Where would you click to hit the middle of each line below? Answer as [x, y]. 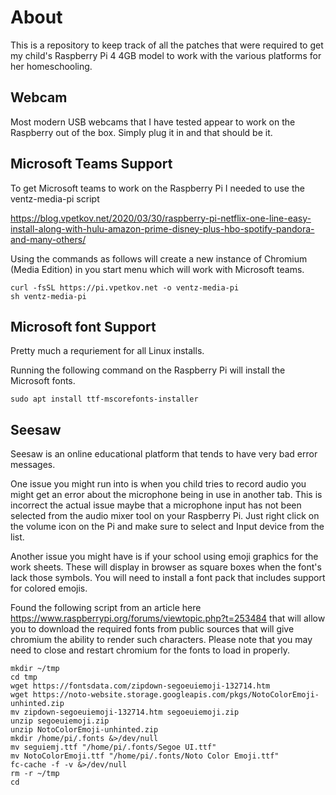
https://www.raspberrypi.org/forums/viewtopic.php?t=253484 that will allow [168, 618]
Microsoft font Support [83, 326]
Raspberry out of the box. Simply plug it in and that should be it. [141, 132]
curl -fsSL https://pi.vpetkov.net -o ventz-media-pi [125, 287]
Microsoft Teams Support [91, 164]
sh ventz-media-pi [48, 296]
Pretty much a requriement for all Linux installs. [107, 351]
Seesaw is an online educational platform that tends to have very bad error [164, 454]
